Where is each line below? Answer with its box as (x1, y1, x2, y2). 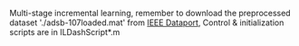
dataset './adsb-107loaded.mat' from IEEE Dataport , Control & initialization (9, 17, 285, 28)
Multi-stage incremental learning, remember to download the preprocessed (9, 8, 292, 18)
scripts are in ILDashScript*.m (9, 27, 121, 37)
